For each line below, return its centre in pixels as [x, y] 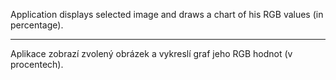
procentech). [37, 64]
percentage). [37, 25]
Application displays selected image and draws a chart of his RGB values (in [167, 14]
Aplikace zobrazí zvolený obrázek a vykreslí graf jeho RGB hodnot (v [151, 53]
